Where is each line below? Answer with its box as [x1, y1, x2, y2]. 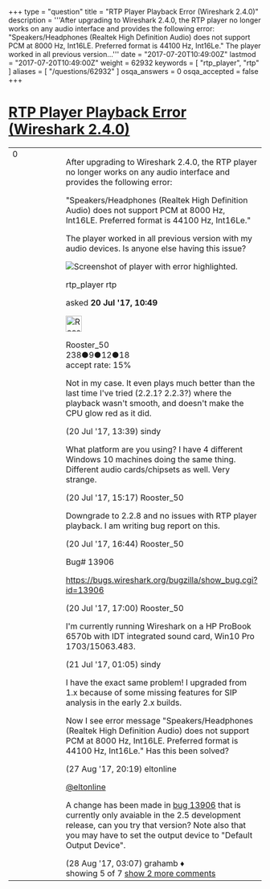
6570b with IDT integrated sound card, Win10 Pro [65, 630, 255, 641]
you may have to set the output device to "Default [65, 830, 253, 841]
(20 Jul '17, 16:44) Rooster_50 [65, 538, 184, 549]
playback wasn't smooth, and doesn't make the [65, 397, 244, 408]
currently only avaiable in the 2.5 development [65, 809, 241, 821]
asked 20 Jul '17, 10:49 [65, 297, 158, 308]
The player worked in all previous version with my [65, 232, 253, 244]
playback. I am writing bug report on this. [65, 520, 221, 531]
